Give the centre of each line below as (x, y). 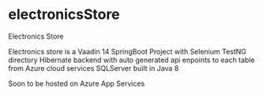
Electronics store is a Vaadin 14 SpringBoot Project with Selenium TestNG (128, 51)
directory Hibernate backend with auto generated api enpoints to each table (131, 60)
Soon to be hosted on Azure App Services (77, 83)
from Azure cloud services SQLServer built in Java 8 (94, 68)
